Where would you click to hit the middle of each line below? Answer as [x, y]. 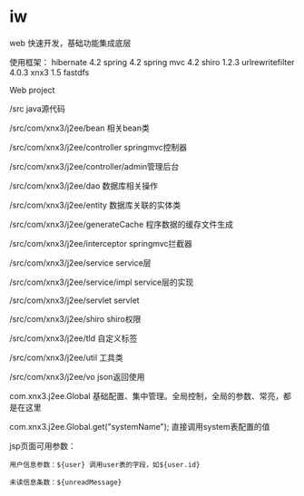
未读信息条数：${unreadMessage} [66, 482]
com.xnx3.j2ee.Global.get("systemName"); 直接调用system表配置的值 [140, 426]
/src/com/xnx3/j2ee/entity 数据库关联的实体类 [95, 205]
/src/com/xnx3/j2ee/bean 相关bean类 [79, 128]
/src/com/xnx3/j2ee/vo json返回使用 [77, 376]
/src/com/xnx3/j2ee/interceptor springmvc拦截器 [101, 243]
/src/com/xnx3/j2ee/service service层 [80, 263]
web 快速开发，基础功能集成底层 [70, 43]
